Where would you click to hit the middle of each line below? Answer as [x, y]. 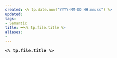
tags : [10, 19]
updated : [14, 14]
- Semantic [16, 23]
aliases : [14, 32]
